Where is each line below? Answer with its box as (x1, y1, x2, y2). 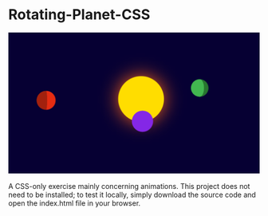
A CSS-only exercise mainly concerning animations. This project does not (8, 182, 250, 191)
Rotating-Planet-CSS (8, 6, 151, 24)
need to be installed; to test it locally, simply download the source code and (8, 190, 257, 200)
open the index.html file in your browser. (8, 198, 141, 208)
